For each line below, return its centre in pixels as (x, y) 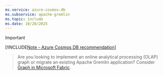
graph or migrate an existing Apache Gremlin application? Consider (86, 62)
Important (15, 38)
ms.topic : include (24, 19)
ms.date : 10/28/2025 (27, 24)
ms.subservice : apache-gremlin (38, 14)
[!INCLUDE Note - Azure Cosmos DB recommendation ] (61, 47)
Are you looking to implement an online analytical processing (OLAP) (87, 57)
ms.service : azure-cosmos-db (35, 10)
